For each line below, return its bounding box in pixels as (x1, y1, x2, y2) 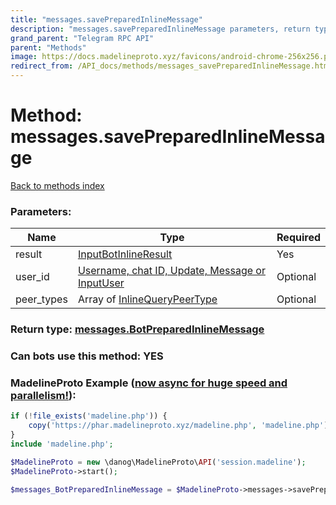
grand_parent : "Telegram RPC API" (10, 33, 155, 43)
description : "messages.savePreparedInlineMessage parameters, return (10, 24, 311, 34)
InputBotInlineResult (77, 247, 173, 261)
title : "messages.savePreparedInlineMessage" (10, 14, 203, 25)
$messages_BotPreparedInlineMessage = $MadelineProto (10, 484, 240, 495)
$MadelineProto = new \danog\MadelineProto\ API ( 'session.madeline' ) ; (10, 457, 307, 467)
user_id (15, 270, 50, 284)
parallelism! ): (10, 389, 77, 402)
